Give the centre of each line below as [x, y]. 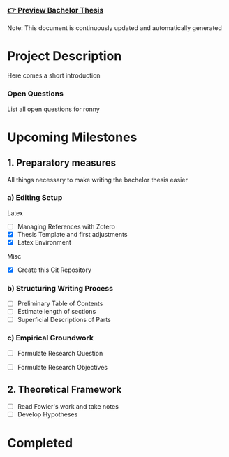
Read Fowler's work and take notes [68, 406]
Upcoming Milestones [72, 137]
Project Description [65, 56]
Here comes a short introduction [54, 75]
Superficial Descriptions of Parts [64, 319]
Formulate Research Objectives [62, 367]
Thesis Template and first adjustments [72, 234]
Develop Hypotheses [47, 414]
